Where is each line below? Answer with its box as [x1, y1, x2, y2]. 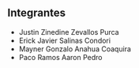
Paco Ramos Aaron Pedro [18, 52, 103, 62]
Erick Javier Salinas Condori [18, 36, 111, 45]
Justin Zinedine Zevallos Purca [18, 27, 119, 36]
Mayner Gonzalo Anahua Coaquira [18, 43, 132, 54]
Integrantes [7, 6, 66, 20]
